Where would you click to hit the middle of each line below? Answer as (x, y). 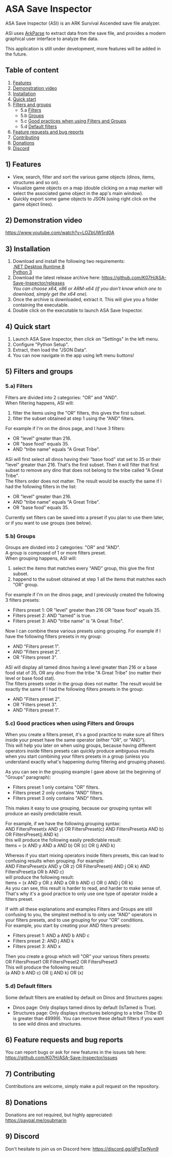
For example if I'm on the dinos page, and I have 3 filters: (65, 428)
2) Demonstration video (44, 220)
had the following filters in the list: (41, 486)
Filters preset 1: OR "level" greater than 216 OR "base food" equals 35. (87, 610)
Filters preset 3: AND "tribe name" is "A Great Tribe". (68, 621)
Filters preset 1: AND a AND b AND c (51, 936)
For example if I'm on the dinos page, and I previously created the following (85, 594)
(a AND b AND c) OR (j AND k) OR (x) (44, 973)
